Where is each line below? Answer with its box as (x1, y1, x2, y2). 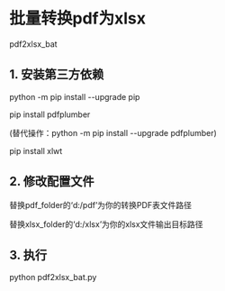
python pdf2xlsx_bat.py (9, 272, 97, 283)
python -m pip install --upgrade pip (9, 91, 140, 102)
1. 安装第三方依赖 (9, 67, 104, 82)
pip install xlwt (9, 145, 63, 156)
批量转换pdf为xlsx (9, 8, 147, 29)
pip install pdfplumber (9, 109, 91, 120)
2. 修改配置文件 (9, 174, 94, 189)
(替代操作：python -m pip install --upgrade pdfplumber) (9, 127, 218, 138)
